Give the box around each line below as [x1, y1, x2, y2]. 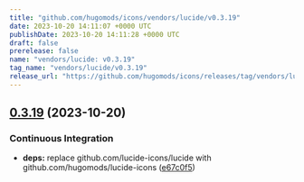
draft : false [9, 38, 59, 48]
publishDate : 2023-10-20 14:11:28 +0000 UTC [9, 30, 180, 39]
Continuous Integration [9, 132, 114, 145]
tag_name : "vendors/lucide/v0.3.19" [9, 64, 147, 73]
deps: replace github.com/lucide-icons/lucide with [22, 152, 212, 163]
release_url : [9, 72, 59, 81]
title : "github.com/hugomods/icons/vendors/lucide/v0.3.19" [9, 13, 242, 23]
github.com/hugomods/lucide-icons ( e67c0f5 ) [22, 162, 196, 173]
